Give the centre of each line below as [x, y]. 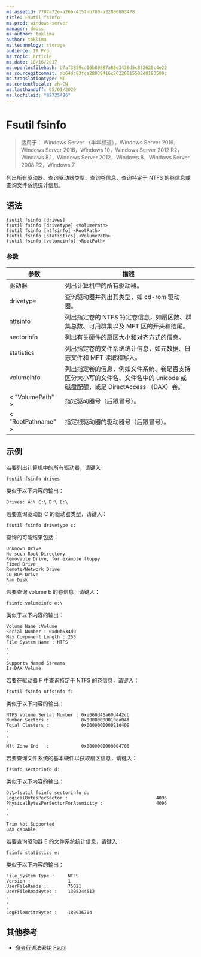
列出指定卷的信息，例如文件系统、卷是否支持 [128, 369]
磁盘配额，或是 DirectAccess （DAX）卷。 [124, 387]
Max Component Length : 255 [41, 637]
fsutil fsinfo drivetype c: [41, 525]
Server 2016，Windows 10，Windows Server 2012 [107, 150]
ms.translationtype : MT [36, 79]
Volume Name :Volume [32, 626]
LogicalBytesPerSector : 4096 [87, 798]
